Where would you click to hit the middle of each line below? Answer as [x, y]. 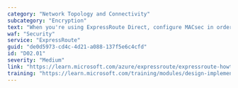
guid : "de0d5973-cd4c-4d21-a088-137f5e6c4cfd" [77, 47]
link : [15, 67]
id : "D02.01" [27, 54]
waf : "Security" [31, 34]
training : [22, 73]
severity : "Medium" [36, 60]
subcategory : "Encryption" [47, 21]
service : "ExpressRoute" [44, 40]
